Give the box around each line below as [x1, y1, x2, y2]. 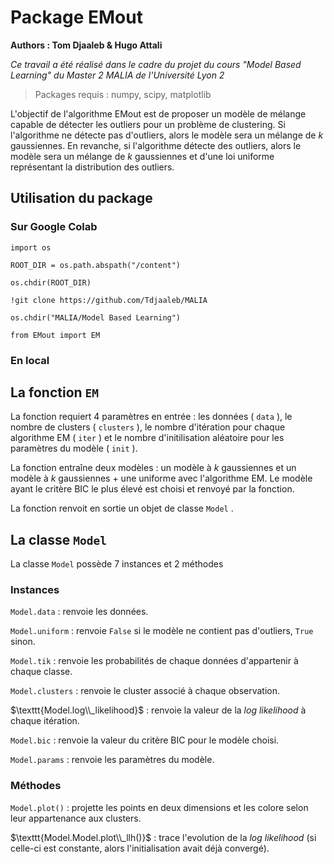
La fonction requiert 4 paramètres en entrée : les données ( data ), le [10, 411, 293, 423]
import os [10, 242, 52, 253]
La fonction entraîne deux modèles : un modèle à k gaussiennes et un [10, 462, 297, 474]
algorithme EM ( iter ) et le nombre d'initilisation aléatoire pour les [10, 432, 285, 444]
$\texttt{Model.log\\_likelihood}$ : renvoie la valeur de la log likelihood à [10, 704, 307, 716]
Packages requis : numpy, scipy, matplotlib [34, 88, 212, 100]
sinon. [10, 636, 36, 648]
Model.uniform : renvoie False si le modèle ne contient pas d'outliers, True [10, 625, 314, 637]
